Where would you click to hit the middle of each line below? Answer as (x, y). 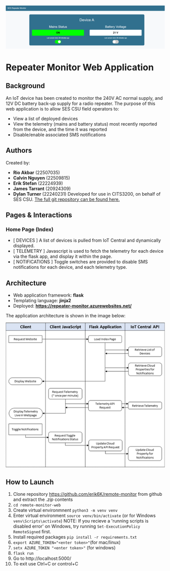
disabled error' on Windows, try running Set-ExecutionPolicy (76, 526)
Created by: (18, 162)
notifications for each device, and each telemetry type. (70, 267)
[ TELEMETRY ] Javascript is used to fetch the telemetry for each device (88, 251)
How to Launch (30, 482)
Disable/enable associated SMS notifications (60, 135)
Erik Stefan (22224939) (38, 183)
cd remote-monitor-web (37, 505)
